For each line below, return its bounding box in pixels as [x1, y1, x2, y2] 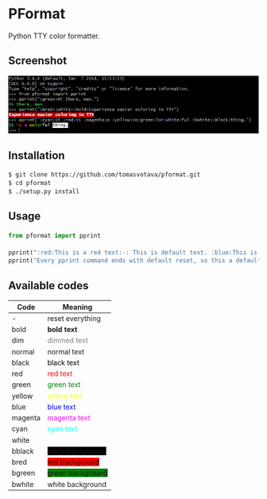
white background [47, 479, 107, 489]
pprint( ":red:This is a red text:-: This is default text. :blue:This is [8, 248, 258, 257]
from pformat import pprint [8, 231, 102, 239]
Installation [8, 149, 65, 162]
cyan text [47, 424, 78, 434]
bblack [11, 446, 34, 455]
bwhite [11, 479, 34, 489]
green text [47, 380, 81, 389]
